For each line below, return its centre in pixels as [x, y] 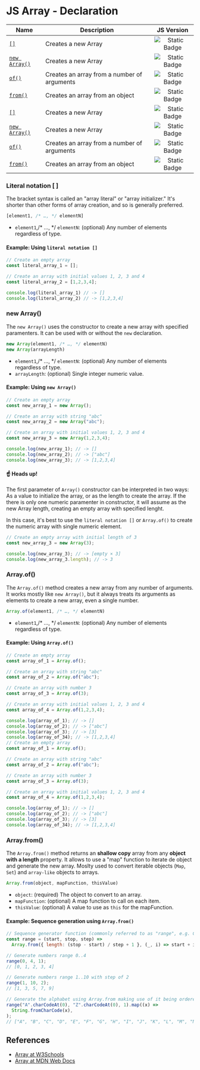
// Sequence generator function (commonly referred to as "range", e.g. [98, 934]
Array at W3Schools [39, 1054]
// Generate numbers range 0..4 [46, 955]
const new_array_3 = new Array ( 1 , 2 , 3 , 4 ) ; [58, 438]
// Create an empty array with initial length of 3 [71, 537]
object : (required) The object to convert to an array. [78, 894]
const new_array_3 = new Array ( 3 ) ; [50, 543]
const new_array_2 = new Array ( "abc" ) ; [56, 422]
